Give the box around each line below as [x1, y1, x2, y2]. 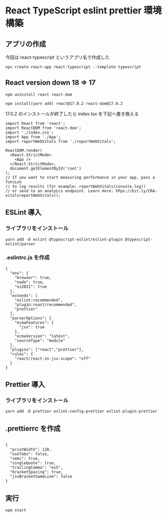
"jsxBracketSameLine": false [10, 474, 72, 479]
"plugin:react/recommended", [14, 302, 77, 307]
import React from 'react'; [5, 121, 66, 126]
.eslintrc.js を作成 [5, 254, 50, 261]
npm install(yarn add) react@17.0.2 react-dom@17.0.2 [5, 101, 123, 106]
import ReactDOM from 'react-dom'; [5, 125, 82, 131]
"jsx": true [18, 324, 45, 329]
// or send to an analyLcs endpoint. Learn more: [5, 188, 114, 193]
